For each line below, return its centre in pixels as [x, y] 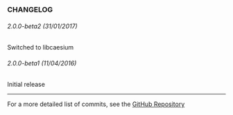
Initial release [26, 85]
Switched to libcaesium [41, 48]
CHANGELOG [30, 10]
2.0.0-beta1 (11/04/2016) [42, 63]
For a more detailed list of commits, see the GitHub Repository [96, 104]
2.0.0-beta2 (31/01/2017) [42, 26]
